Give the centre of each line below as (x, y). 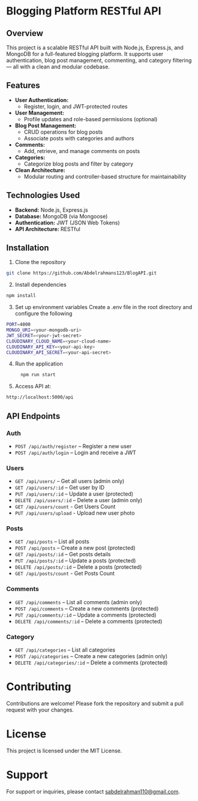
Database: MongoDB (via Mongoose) (61, 216)
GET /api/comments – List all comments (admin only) (78, 602)
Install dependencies (41, 285)
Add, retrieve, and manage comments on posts (82, 151)
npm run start (38, 375)
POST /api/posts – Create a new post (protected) (75, 548)
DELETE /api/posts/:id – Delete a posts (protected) (78, 567)
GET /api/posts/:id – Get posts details (63, 554)
